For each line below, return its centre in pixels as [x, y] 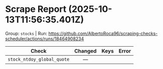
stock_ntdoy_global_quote [39, 59]
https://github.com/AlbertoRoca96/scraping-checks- [103, 33]
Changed [86, 51]
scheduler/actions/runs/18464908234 [45, 39]
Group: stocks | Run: [26, 33]
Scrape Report [36, 9]
